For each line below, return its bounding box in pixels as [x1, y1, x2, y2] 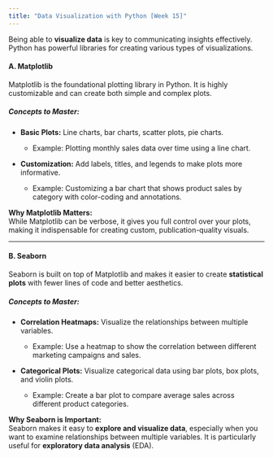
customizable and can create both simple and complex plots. [8, 88, 213, 98]
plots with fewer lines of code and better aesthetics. [8, 278, 184, 287]
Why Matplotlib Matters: [8, 207, 93, 217]
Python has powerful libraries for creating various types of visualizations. [8, 42, 253, 53]
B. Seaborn [8, 251, 47, 261]
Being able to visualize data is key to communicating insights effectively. [8, 34, 253, 44]
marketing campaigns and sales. [32, 350, 141, 360]
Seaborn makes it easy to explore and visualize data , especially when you [8, 423, 258, 433]
